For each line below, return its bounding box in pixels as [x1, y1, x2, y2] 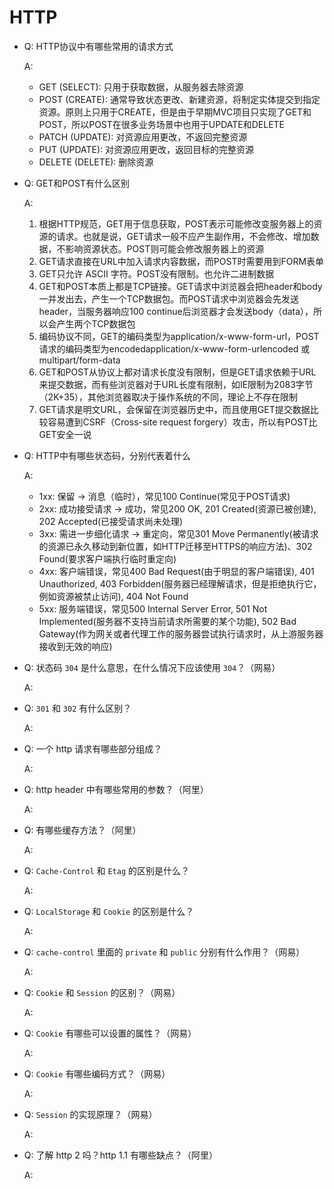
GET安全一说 [38, 428, 92, 440]
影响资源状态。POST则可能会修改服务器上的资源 [65, 242, 265, 255]
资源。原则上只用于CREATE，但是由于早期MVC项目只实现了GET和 [38, 106, 312, 118]
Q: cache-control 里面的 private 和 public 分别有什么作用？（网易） [23, 946, 306, 958]
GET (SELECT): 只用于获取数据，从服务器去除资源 [38, 81, 244, 93]
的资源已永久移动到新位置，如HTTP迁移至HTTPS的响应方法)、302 [38, 540, 313, 552]
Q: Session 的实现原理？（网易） [23, 1108, 158, 1120]
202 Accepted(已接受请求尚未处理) [38, 515, 184, 527]
